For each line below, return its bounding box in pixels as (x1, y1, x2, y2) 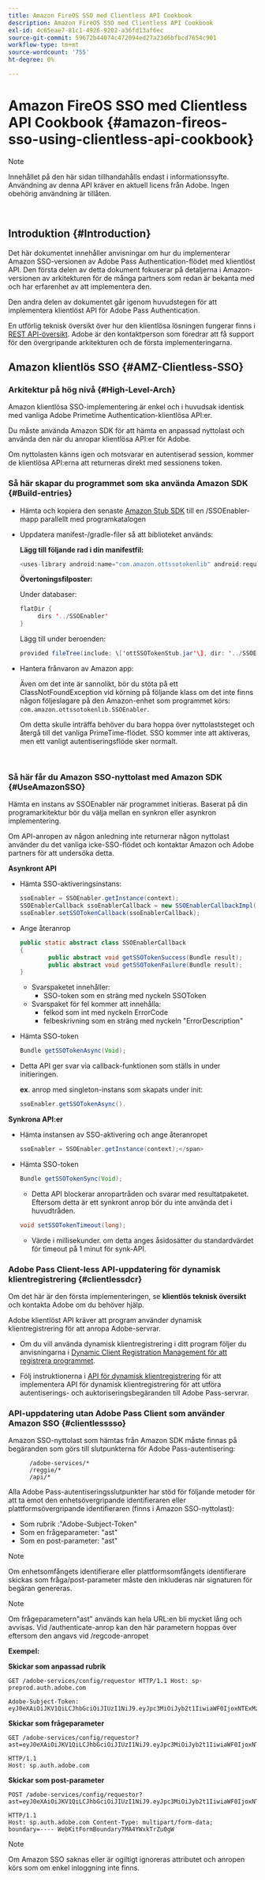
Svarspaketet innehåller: (31, 982, 110, 992)
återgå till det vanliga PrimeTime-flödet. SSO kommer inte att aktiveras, (19, 727, 251, 737)
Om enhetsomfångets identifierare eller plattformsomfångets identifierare (8, 1567, 247, 1576)
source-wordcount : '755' (8, 48, 90, 56)
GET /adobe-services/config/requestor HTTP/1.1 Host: (8, 1677, 189, 1685)
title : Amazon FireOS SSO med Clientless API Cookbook (8, 11, 192, 20)
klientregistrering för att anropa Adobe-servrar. (8, 1324, 162, 1333)
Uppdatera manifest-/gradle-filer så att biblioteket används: (19, 530, 214, 539)
